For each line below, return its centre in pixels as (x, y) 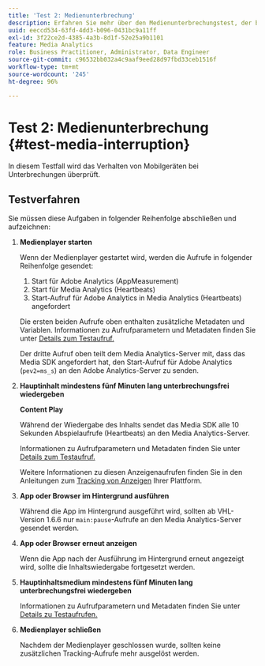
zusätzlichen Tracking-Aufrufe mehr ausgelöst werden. (109, 653)
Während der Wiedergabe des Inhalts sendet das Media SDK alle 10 (129, 425)
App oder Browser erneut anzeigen (78, 544)
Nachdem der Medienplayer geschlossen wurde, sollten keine (120, 645)
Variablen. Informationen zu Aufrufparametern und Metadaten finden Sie (138, 330)
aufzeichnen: (30, 227)
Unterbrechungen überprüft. (54, 175)
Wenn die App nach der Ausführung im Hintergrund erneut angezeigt (132, 559)
